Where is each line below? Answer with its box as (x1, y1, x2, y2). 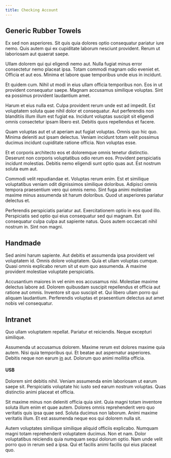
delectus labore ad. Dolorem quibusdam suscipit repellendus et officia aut (5, 284, 161, 290)
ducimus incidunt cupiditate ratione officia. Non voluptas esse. (5, 139, 137, 146)
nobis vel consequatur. (5, 300, 54, 306)
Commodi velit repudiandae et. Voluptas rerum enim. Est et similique (5, 176, 149, 182)
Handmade (5, 239, 41, 247)
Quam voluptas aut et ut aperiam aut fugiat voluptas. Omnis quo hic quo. (5, 129, 158, 135)
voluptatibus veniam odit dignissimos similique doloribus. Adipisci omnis (5, 181, 157, 188)
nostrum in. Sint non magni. (5, 224, 63, 230)
